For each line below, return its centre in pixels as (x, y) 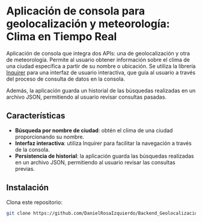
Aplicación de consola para (76, 11)
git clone (19, 213)
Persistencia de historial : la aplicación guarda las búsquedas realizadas (104, 156)
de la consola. (32, 149)
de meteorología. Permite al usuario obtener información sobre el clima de (98, 60)
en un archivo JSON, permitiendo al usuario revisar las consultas (95, 162)
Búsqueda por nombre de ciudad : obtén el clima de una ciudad (94, 130)
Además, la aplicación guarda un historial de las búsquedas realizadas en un (101, 90)
